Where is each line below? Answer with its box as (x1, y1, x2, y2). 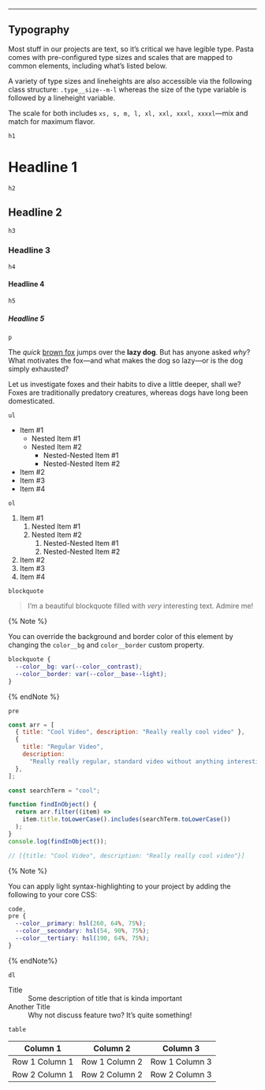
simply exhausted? (8, 364, 69, 374)
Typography (8, 23, 69, 36)
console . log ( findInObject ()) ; (8, 837, 108, 845)
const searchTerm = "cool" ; (8, 787, 101, 795)
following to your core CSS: (8, 889, 97, 899)
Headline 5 (8, 314, 45, 323)
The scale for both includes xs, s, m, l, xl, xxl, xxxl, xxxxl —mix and (8, 108, 248, 118)
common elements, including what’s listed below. (8, 61, 167, 70)
